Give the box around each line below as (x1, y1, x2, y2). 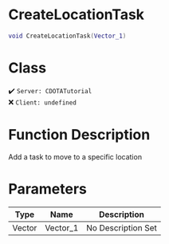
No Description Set (86, 222, 157, 233)
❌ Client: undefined (8, 97, 77, 107)
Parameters (8, 179, 88, 198)
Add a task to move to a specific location (8, 152, 142, 161)
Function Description (8, 125, 151, 144)
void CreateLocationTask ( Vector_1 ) (8, 32, 127, 40)
